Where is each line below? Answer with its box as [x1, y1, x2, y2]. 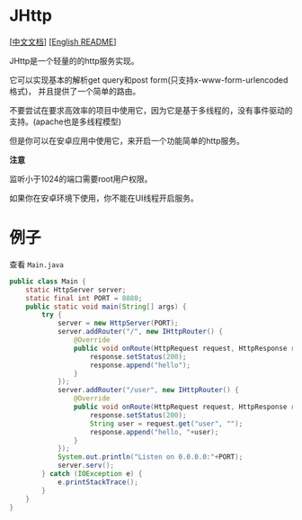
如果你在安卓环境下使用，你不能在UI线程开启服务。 [9, 193, 200, 203]
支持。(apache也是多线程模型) [9, 116, 122, 127]
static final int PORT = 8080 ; [25, 293, 143, 302]
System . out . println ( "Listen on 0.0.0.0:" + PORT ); [57, 453, 244, 462]
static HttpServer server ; [25, 285, 127, 294]
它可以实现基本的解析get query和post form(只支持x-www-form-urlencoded [9, 74, 289, 85]
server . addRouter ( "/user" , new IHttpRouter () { [57, 386, 240, 395]
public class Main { [9, 276, 87, 286]
